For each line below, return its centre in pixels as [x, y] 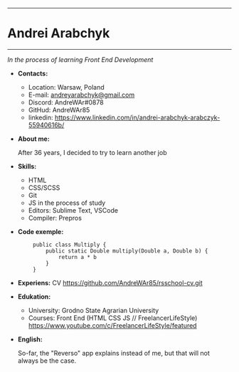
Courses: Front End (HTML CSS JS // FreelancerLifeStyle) [113, 318]
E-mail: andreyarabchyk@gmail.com [81, 95]
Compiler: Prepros [55, 218]
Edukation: [34, 297]
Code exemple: [41, 231]
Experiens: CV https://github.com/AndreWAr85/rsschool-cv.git [110, 282]
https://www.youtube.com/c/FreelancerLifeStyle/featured [112, 325]
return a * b [78, 257]
